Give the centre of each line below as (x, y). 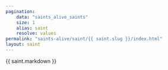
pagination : (20, 11)
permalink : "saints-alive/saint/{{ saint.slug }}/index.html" (84, 39)
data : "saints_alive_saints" (52, 17)
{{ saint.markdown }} (31, 61)
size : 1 (26, 22)
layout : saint (23, 45)
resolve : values (37, 34)
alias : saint (32, 28)
